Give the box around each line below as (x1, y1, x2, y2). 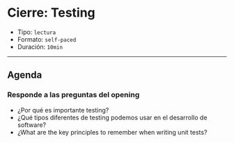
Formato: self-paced (17, 35, 77, 43)
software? (17, 120, 47, 129)
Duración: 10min (17, 42, 63, 51)
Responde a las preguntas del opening (7, 90, 140, 100)
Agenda (7, 69, 42, 81)
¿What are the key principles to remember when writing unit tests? (17, 128, 208, 136)
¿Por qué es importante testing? (17, 106, 109, 114)
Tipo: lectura (17, 28, 56, 36)
